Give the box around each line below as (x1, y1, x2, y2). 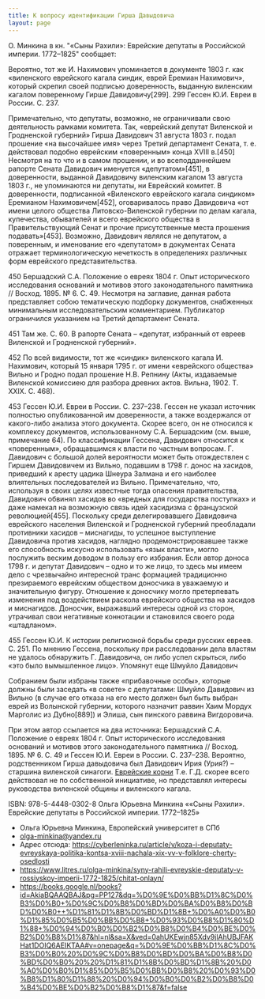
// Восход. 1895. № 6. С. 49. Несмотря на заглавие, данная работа (8, 288, 231, 297)
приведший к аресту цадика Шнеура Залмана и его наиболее (8, 468, 217, 479)
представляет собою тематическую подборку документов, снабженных (8, 297, 254, 306)
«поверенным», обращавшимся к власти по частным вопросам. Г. (8, 444, 234, 453)
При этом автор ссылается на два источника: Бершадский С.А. (8, 725, 222, 734)
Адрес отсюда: (19, 839, 71, 849)
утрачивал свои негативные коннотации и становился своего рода (8, 611, 235, 621)
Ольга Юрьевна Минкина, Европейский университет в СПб (19, 823, 221, 832)
